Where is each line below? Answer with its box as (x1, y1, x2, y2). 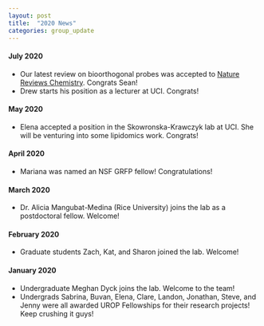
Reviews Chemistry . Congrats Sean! (19, 78, 138, 87)
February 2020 (8, 229, 60, 239)
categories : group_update (8, 26, 94, 34)
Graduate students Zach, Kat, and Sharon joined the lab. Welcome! (19, 247, 239, 256)
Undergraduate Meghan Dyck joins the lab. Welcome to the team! (19, 283, 235, 292)
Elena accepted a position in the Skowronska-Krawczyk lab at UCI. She (19, 121, 254, 132)
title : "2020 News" (8, 19, 77, 27)
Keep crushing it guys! (19, 308, 94, 318)
